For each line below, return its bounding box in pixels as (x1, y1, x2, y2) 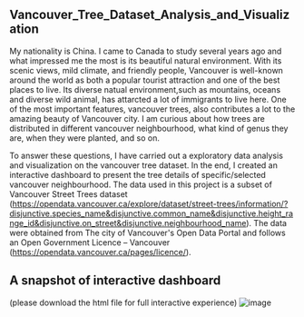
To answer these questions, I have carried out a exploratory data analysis (9, 150, 284, 161)
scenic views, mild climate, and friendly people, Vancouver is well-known (9, 64, 284, 75)
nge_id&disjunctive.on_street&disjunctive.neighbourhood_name (9, 217, 247, 228)
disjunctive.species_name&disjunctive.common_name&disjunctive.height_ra (9, 208, 293, 219)
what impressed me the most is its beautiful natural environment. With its (9, 54, 282, 66)
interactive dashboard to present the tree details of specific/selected (9, 169, 266, 180)
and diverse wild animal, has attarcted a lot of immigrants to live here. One (9, 94, 288, 104)
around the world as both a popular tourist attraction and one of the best (9, 74, 280, 85)
